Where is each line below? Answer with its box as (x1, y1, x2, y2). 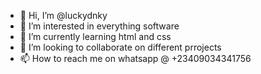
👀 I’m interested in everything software (19, 20, 180, 32)
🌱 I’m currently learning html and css (19, 31, 172, 42)
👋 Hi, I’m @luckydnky (19, 10, 108, 21)
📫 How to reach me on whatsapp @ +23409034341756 (19, 53, 252, 64)
